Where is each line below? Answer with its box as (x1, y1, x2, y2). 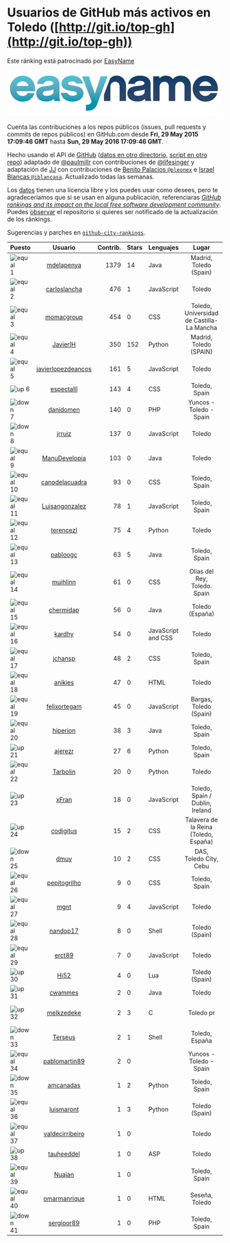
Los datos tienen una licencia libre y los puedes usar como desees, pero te (7, 185, 218, 194)
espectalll (50, 385, 78, 393)
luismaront (49, 1105, 79, 1113)
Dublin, (191, 799, 212, 807)
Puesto (10, 244, 31, 252)
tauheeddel (47, 1150, 80, 1158)
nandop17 (49, 927, 79, 935)
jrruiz (57, 430, 72, 438)
